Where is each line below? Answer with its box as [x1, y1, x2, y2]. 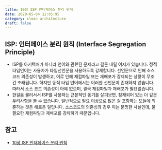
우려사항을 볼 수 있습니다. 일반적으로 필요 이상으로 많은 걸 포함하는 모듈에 [12, 98, 151, 104]
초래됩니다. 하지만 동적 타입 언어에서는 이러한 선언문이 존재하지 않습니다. [17, 80, 155, 86]
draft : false [5, 20, 32, 26]
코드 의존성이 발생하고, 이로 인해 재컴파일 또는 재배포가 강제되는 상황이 [12, 74, 146, 79]
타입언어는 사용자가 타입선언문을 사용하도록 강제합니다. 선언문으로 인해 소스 [12, 68, 155, 74]
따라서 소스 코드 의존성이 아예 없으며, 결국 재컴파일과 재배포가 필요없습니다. [12, 86, 155, 92]
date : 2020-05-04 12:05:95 [5, 12, 60, 17]
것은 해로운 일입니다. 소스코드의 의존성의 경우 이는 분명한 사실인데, [25, 104, 151, 110]
